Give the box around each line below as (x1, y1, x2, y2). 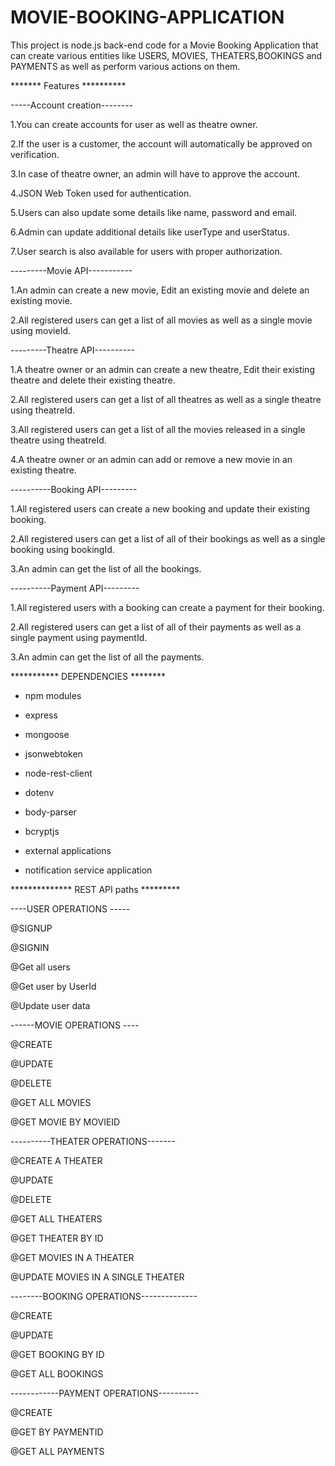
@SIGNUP (10, 922, 53, 934)
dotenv (24, 786, 55, 798)
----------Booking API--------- (10, 483, 138, 495)
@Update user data (10, 999, 91, 1011)
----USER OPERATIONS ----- (10, 902, 131, 915)
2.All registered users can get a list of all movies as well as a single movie (10, 314, 313, 326)
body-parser (24, 806, 77, 818)
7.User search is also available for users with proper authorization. (10, 245, 283, 257)
